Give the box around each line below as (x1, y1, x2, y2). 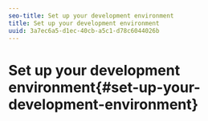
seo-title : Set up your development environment (8, 11, 174, 20)
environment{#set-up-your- (8, 78, 201, 96)
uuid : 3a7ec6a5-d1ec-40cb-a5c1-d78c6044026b (8, 26, 160, 34)
